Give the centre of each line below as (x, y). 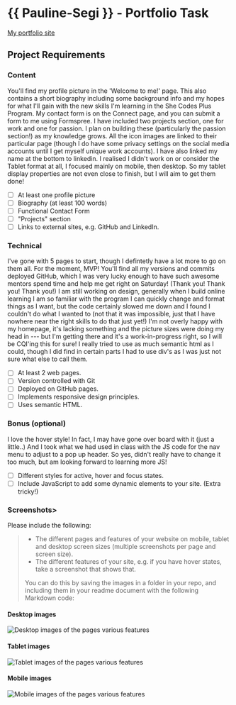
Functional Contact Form (54, 211)
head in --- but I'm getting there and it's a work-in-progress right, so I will (114, 337)
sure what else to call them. (47, 359)
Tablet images (29, 646)
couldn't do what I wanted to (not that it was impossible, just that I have (111, 314)
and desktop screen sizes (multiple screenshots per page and (125, 547)
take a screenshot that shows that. (86, 570)
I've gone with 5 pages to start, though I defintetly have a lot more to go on (117, 261)
